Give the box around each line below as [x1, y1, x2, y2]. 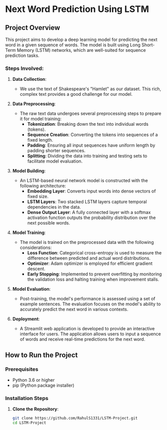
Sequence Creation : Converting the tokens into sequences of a [27, 132, 158, 138]
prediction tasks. [5, 52, 40, 58]
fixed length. [27, 137, 53, 143]
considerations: [19, 244, 52, 250]
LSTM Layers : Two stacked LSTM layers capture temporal [27, 199, 147, 205]
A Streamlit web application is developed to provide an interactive [19, 326, 155, 332]
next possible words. [27, 220, 70, 226]
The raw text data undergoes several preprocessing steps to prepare [19, 111, 162, 117]
